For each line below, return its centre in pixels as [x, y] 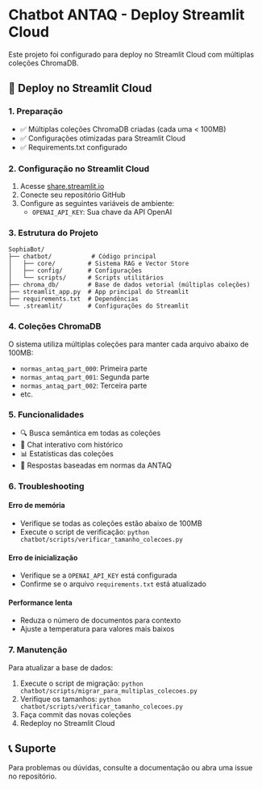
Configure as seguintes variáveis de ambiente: [97, 203]
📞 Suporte [32, 749]
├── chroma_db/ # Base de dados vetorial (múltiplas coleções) [129, 285]
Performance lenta [40, 602]
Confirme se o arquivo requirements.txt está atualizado [113, 584]
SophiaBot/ [27, 250]
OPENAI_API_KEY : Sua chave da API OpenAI [102, 212]
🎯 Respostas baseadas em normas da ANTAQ [96, 465]
